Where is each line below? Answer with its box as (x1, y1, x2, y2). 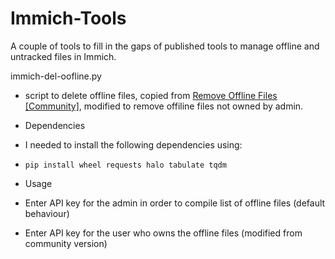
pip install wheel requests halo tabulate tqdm (24, 160, 227, 170)
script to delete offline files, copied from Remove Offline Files (24, 89, 278, 101)
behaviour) (24, 207, 70, 219)
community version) (24, 237, 108, 249)
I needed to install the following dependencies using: (24, 138, 243, 151)
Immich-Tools (10, 7, 127, 30)
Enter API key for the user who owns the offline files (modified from (24, 227, 303, 239)
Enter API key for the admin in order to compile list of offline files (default (24, 197, 326, 209)
